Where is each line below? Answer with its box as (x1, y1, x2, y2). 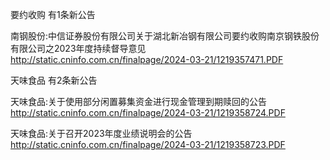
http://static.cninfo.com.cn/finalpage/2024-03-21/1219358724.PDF (10, 107, 286, 118)
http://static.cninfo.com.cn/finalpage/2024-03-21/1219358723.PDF (10, 139, 286, 150)
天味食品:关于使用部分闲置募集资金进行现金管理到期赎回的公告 (10, 96, 268, 107)
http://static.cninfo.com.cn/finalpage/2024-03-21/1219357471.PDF (10, 54, 284, 65)
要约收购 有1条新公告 (10, 9, 96, 20)
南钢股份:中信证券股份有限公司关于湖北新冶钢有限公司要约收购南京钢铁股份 (10, 30, 320, 42)
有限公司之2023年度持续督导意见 (10, 43, 147, 54)
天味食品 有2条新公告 (10, 74, 98, 86)
